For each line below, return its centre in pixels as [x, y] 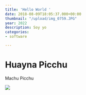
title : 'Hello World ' [28, 9]
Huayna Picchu [36, 65]
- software [16, 37]
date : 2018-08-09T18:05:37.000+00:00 [43, 14]
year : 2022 [16, 23]
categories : [17, 32]
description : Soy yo [26, 28]
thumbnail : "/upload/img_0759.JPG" [41, 18]
